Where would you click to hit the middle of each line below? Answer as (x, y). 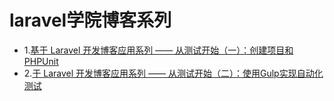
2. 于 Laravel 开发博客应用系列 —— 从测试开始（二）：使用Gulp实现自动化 (173, 73)
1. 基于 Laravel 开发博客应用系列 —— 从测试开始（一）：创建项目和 (158, 50)
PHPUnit (41, 61)
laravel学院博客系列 (90, 20)
